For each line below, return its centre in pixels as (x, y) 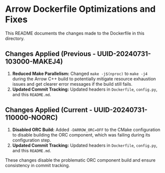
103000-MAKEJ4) (34, 62)
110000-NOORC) (32, 118)
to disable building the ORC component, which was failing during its (81, 135)
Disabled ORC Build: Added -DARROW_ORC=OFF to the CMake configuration (86, 130)
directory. (15, 38)
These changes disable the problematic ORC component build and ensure (80, 160)
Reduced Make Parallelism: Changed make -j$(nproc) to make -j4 (80, 73)
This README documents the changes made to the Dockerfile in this (75, 33)
